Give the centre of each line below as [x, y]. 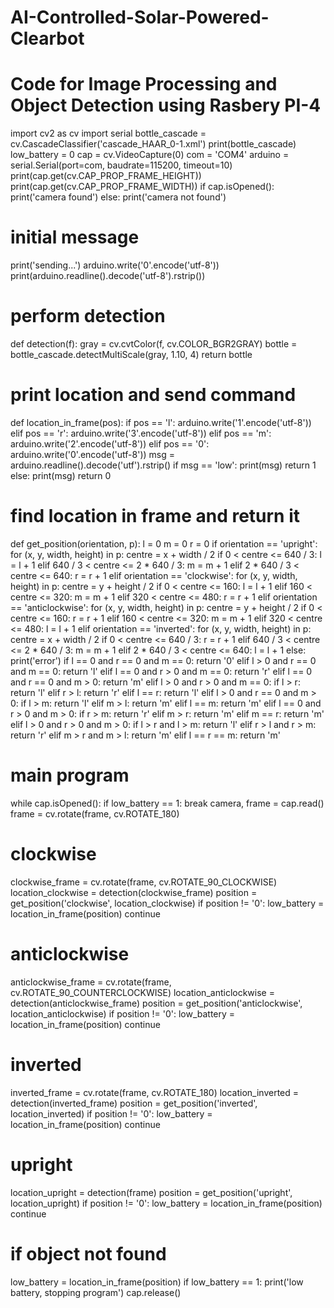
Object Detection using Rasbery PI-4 [166, 105]
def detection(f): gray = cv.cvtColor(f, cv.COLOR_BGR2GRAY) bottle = [154, 344]
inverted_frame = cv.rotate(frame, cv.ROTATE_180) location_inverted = [155, 1092]
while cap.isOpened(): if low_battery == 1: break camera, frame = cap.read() [167, 803]
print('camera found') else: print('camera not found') [118, 197]
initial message [75, 237]
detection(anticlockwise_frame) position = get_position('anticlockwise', [156, 1003]
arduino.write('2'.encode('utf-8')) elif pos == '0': [110, 443]
